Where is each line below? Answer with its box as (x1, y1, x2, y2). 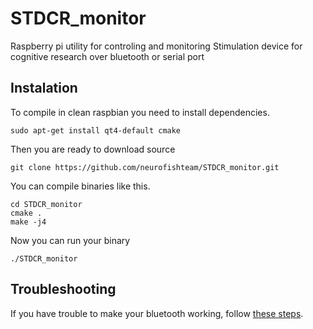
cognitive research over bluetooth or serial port (10, 50, 205, 62)
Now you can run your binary (10, 234, 131, 246)
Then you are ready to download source (10, 143, 176, 155)
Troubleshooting (10, 281, 117, 298)
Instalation (10, 80, 78, 97)
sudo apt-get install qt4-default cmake (10, 125, 182, 136)
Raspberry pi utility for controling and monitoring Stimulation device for (10, 40, 303, 52)
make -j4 (10, 217, 47, 227)
